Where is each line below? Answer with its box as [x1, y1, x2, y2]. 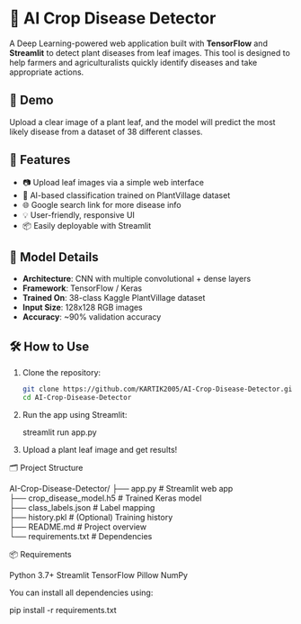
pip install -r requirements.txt [9, 604, 117, 615]
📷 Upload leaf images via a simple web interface [22, 176, 205, 187]
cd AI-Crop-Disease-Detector [22, 393, 132, 402]
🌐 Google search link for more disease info [22, 199, 181, 210]
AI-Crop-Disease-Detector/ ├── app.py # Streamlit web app [9, 483, 234, 493]
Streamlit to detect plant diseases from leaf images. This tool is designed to [9, 47, 290, 58]
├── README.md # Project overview [9, 521, 146, 532]
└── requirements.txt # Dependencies [9, 530, 153, 541]
